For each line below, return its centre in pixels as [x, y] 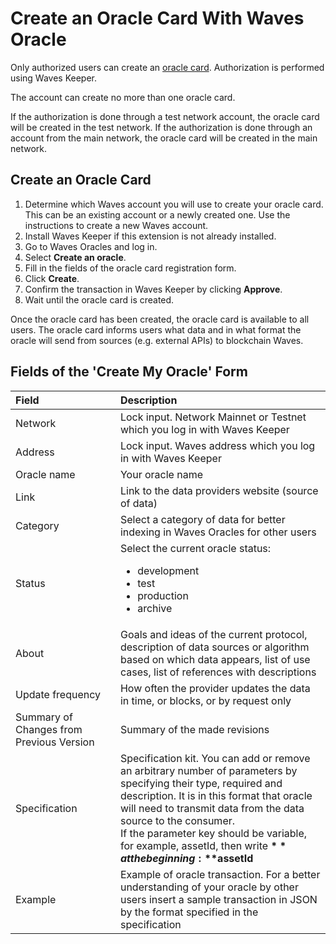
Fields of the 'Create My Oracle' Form [129, 372]
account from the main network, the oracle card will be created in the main [164, 138]
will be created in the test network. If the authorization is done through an [161, 127]
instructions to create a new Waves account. [116, 225]
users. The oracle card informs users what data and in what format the [156, 329]
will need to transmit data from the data [212, 808]
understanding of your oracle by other [209, 887]
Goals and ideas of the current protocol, [213, 634]
